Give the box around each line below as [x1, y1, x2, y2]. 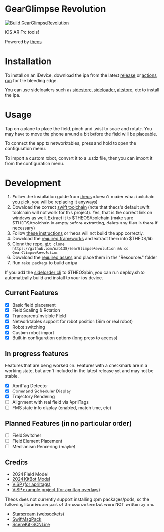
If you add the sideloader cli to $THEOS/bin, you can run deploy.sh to [5, 269, 145, 275]
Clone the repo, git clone [12, 241, 65, 247]
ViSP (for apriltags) [12, 481, 51, 487]
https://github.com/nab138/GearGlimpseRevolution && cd [12, 246, 129, 251]
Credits [5, 458, 28, 466]
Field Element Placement [12, 438, 63, 444]
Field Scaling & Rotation [12, 307, 60, 313]
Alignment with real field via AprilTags [12, 399, 89, 405]
